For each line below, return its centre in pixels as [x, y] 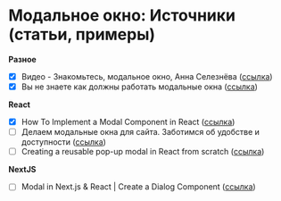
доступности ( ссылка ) [63, 142]
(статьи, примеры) [82, 34]
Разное [22, 59]
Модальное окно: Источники [122, 16]
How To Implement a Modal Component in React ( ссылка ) [128, 122]
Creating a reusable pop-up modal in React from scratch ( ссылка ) [143, 152]
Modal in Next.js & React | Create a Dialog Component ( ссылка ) [138, 187]
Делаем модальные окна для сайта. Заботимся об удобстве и [140, 132]
